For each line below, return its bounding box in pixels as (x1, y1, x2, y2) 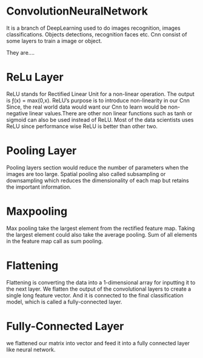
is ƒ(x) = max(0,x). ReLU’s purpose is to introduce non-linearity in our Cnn (6, 96, 190, 104)
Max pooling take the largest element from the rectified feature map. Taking (6, 225, 195, 232)
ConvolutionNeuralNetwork (6, 4, 148, 18)
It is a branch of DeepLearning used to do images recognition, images (6, 24, 181, 32)
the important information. (6, 183, 72, 191)
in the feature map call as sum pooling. (6, 237, 103, 245)
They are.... (6, 49, 35, 56)
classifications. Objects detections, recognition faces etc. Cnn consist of (6, 30, 187, 38)
